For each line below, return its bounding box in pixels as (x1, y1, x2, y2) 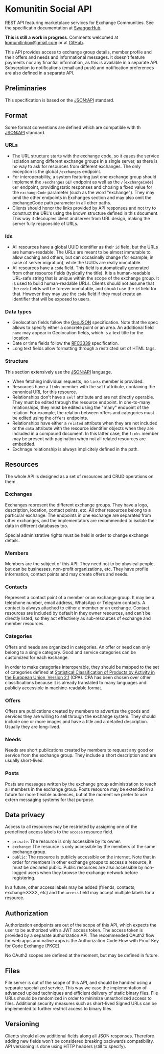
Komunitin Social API (5, 3, 92, 15)
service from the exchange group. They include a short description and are (5, 753, 157, 758)
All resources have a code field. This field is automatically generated (12, 265, 149, 271)
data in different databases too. (5, 523, 69, 528)
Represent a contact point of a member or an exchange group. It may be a (5, 595, 155, 601)
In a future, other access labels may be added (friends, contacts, (5, 884, 136, 890)
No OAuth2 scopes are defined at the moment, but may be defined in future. (5, 953, 159, 958)
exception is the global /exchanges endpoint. (12, 168, 102, 175)
